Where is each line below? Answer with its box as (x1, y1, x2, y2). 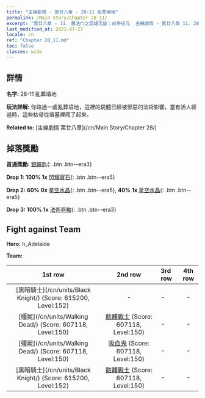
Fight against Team (6, 224, 81, 234)
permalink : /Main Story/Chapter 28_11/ (6, 15, 108, 21)
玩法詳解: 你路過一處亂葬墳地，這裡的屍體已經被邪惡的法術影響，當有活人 (6, 103, 192, 110)
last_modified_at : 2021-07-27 (6, 26, 84, 32)
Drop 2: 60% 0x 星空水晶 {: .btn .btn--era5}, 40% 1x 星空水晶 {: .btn (6, 187, 176, 194)
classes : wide (6, 49, 43, 55)
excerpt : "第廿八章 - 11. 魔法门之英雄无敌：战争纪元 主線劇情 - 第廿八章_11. (6, 20, 191, 26)
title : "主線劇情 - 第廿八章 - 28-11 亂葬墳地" (6, 9, 119, 15)
